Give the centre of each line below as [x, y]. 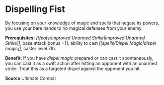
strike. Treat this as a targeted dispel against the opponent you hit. [73, 69]
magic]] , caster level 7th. [31, 48]
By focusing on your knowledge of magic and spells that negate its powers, [82, 23]
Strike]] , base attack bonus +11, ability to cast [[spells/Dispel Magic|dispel [81, 43]
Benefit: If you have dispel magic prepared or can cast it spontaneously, [79, 58]
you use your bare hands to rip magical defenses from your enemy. [74, 28]
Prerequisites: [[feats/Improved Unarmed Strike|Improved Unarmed [75, 38]
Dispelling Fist [35, 9]
